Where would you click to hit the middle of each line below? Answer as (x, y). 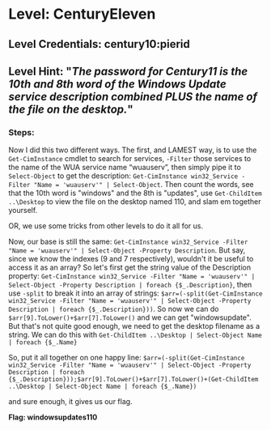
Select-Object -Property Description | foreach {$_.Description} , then (130, 285)
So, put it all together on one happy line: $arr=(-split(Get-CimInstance (127, 358)
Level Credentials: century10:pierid (99, 44)
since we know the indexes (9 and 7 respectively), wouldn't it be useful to (131, 259)
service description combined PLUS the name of (133, 97)
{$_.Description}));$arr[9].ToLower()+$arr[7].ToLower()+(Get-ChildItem (133, 380)
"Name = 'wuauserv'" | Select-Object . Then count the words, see (144, 185)
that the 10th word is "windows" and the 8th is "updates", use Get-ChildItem (135, 193)
